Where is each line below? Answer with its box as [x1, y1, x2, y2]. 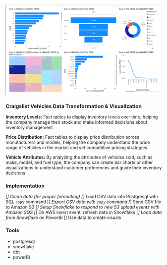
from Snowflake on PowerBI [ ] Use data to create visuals [5, 214, 121, 220]
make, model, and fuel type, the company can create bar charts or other [5, 159, 153, 165]
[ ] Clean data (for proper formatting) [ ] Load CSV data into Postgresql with [5, 194, 158, 200]
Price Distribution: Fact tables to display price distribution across [5, 134, 139, 140]
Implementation [5, 182, 45, 189]
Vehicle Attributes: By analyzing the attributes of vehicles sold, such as [5, 154, 153, 160]
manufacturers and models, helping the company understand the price [5, 139, 150, 146]
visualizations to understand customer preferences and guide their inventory [5, 165, 162, 171]
